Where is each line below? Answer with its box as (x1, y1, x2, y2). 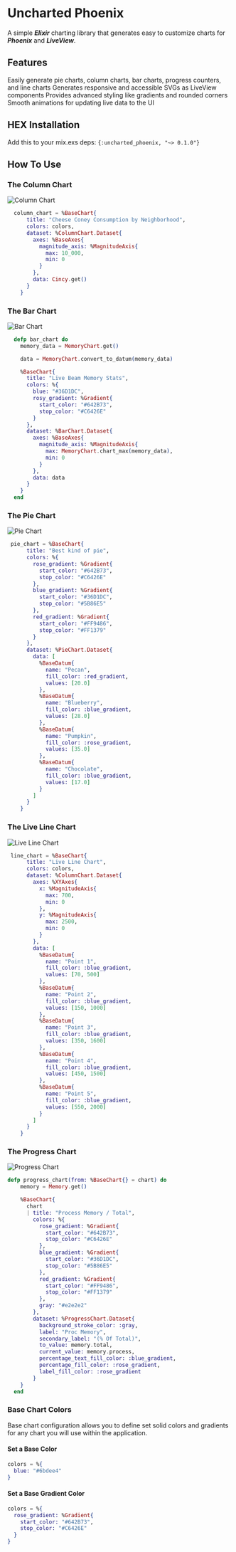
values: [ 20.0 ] (45, 680, 91, 687)
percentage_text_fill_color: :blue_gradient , (38, 1355, 176, 1362)
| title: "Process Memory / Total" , (26, 1209, 135, 1216)
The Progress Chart (7, 1147, 77, 1157)
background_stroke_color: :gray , (38, 1321, 139, 1329)
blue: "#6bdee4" (14, 1467, 62, 1474)
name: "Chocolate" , (45, 766, 103, 773)
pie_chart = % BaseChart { (10, 541, 84, 548)
